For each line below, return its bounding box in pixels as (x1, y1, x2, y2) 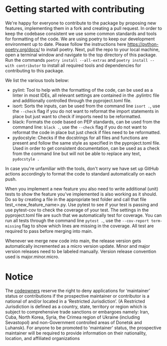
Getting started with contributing (5, 3, 145, 15)
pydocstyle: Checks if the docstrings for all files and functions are (12, 135, 148, 141)
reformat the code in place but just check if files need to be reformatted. (12, 129, 161, 135)
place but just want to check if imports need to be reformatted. (12, 113, 142, 119)
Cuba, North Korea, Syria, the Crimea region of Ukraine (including (5, 314, 141, 320)
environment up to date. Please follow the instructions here (5, 41, 127, 47)
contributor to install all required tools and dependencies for (16, 62, 141, 68)
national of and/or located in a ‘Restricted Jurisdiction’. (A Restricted (5, 298, 146, 304)
